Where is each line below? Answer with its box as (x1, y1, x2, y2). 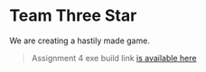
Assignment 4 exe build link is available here (31, 52, 197, 63)
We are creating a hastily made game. (9, 35, 151, 46)
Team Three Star (9, 5, 137, 26)
